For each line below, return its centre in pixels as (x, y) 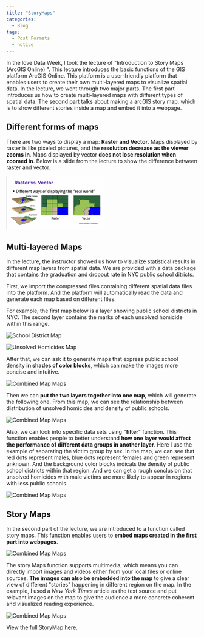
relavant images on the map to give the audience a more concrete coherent (100, 597)
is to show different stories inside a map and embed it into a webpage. (94, 108)
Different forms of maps (53, 127)
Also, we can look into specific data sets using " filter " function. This (92, 432)
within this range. (28, 324)
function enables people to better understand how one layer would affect (99, 438)
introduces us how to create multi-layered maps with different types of (95, 95)
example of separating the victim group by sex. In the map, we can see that (100, 451)
